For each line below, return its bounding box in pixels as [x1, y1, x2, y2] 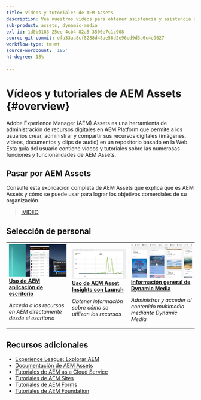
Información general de [130, 278, 191, 286]
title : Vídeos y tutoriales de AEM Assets [6, 10, 114, 16]
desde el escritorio [8, 314, 55, 322]
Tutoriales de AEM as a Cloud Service [14, 368, 108, 375]
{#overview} [6, 99, 71, 113]
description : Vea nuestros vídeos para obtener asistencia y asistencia [6, 16, 191, 22]
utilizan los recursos [71, 310, 121, 317]
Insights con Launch [71, 286, 124, 293]
